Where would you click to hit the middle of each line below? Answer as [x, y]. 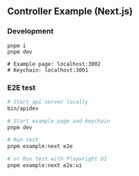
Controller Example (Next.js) [70, 11]
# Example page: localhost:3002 [54, 64]
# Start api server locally [48, 102]
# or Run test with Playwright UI [57, 159]
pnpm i [17, 46]
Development [31, 31]
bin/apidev [23, 108]
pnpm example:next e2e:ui [44, 166]
